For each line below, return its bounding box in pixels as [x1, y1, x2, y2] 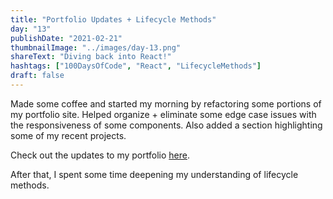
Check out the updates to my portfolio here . [10, 149, 190, 161]
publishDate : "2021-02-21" [10, 33, 123, 43]
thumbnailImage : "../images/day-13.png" [10, 42, 182, 53]
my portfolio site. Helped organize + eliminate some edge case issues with [10, 108, 317, 120]
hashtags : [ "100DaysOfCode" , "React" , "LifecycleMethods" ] [10, 61, 262, 71]
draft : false [10, 71, 65, 81]
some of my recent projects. [10, 129, 127, 141]
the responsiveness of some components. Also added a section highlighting [10, 119, 323, 131]
